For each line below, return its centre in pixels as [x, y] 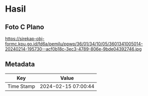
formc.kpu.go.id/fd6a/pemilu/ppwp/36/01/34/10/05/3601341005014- [74, 44]
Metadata [20, 64]
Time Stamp [21, 86]
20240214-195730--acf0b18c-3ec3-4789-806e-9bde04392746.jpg [74, 49]
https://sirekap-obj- [25, 38]
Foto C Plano [25, 27]
